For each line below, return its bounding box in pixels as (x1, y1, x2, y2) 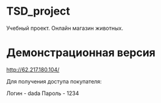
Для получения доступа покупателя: (6, 77, 102, 85)
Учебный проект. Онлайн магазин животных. (6, 24, 124, 32)
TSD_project (6, 4, 70, 18)
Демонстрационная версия (6, 46, 156, 60)
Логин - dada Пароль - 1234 (6, 90, 79, 97)
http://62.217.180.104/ (6, 66, 60, 73)
